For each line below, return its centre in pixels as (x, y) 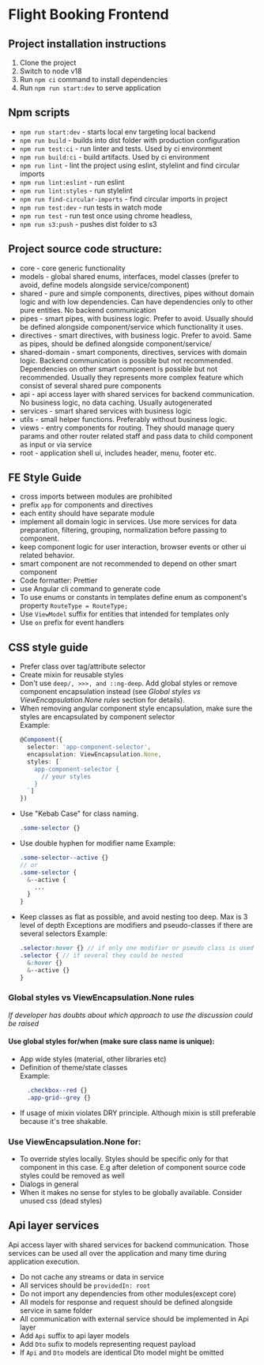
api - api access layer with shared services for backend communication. (137, 394)
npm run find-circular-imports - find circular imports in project (123, 198)
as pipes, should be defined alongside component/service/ (115, 343)
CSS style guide (48, 647)
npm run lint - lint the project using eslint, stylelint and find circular (130, 165)
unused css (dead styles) (61, 1201)
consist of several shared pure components (91, 386)
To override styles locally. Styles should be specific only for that (124, 1159)
